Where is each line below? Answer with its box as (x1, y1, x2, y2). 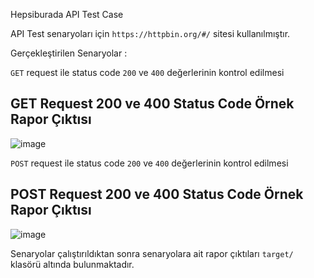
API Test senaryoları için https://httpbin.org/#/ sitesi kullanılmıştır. (10, 28, 291, 39)
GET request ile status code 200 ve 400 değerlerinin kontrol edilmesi (10, 67, 285, 78)
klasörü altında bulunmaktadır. (10, 258, 135, 270)
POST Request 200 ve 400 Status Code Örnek (10, 186, 304, 203)
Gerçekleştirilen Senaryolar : (10, 47, 128, 59)
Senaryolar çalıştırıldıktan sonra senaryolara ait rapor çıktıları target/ (10, 247, 294, 259)
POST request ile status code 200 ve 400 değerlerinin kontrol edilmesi (10, 157, 289, 169)
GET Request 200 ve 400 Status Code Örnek (10, 95, 295, 113)
